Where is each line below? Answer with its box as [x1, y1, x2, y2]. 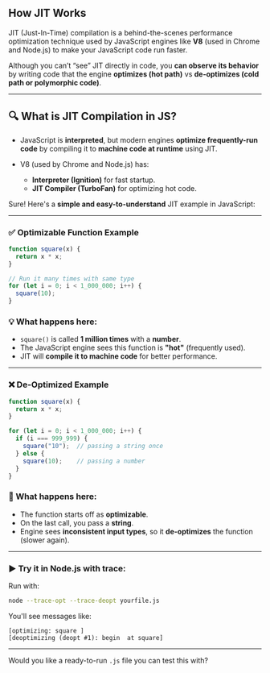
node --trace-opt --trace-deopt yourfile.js [8, 596, 160, 604]
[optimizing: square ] [8, 626, 84, 635]
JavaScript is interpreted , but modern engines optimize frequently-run [19, 135, 259, 144]
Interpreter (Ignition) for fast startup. [31, 175, 156, 185]
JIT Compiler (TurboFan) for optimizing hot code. [31, 183, 197, 193]
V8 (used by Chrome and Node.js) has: [19, 159, 149, 168]
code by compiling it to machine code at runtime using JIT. [19, 143, 218, 153]
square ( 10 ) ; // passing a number [22, 457, 146, 465]
